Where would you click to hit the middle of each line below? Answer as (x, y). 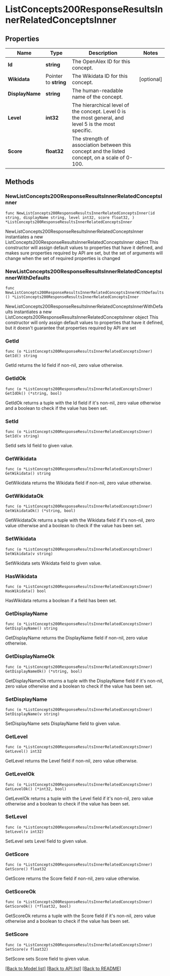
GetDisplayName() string (31, 628)
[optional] (151, 79)
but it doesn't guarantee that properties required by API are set (71, 328)
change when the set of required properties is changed (63, 258)
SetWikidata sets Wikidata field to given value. (54, 563)
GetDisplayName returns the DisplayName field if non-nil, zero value (76, 638)
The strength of (90, 139)
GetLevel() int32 (24, 752)
